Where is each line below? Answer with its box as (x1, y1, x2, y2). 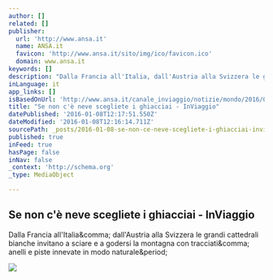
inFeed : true (8, 140, 53, 149)
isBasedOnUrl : (8, 95, 57, 103)
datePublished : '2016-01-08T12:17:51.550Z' (8, 111, 158, 119)
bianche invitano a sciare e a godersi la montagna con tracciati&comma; (8, 238, 250, 248)
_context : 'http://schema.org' (8, 164, 115, 172)
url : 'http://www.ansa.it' (15, 34, 107, 43)
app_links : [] (8, 87, 57, 96)
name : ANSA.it (15, 42, 63, 50)
